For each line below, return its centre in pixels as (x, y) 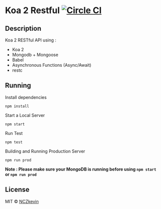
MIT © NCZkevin (22, 201)
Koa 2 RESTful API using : (31, 40)
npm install (17, 106)
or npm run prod (21, 174)
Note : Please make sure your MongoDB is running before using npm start (81, 169)
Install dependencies (26, 97)
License (17, 190)
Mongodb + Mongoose (35, 55)
